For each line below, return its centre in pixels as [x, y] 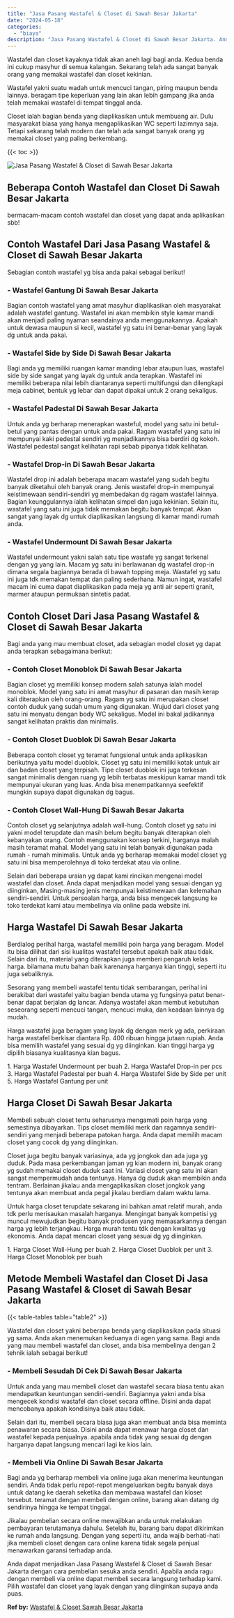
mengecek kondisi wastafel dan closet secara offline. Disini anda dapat [109, 1401]
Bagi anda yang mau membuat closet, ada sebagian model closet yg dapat [114, 644]
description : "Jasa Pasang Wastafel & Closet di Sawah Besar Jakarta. [112, 40]
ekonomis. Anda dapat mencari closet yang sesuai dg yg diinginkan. [105, 1236]
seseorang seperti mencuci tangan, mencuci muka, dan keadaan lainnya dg [116, 1010]
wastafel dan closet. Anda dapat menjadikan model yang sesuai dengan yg [115, 883]
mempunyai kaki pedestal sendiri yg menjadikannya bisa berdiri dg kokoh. [113, 439]
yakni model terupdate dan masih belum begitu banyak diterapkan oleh [109, 832]
